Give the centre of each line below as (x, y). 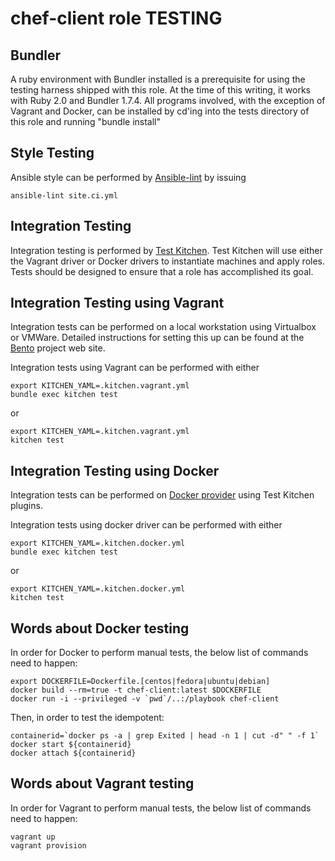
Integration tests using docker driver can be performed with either (146, 525)
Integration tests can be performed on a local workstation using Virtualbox (163, 327)
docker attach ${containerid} (73, 753)
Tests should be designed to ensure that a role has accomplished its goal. (162, 271)
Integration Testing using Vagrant (117, 303)
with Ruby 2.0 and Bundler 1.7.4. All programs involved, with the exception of (168, 100)
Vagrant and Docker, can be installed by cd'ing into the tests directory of (160, 111)
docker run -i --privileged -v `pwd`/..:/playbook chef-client (145, 699)
